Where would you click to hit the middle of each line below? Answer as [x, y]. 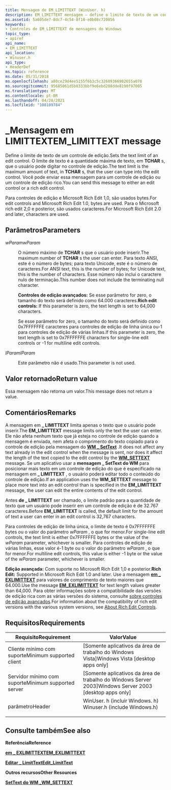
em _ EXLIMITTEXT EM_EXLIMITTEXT [45, 753]
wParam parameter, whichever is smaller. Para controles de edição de [79, 543]
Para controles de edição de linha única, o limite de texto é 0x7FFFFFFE [80, 526]
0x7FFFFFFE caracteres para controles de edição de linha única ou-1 [90, 326]
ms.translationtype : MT [31, 91]
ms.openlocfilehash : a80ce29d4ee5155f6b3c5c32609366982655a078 [74, 81]
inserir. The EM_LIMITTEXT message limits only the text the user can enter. [84, 431]
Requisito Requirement [43, 637]
